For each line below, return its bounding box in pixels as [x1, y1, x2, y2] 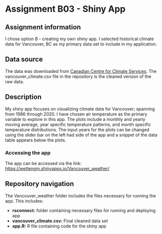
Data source [5, 55, 43, 64]
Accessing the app [5, 149, 50, 156]
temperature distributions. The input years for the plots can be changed [5, 126, 150, 133]
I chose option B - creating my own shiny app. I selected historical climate [5, 36, 154, 42]
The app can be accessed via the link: [5, 160, 82, 166]
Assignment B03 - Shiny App [5, 3, 126, 15]
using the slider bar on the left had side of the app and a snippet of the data [5, 132, 158, 138]
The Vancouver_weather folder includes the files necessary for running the [5, 192, 156, 199]
